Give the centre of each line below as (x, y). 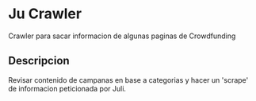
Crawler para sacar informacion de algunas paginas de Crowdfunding (122, 36)
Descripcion (39, 61)
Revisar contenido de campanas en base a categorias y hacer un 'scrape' (128, 80)
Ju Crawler (45, 14)
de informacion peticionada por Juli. (67, 88)
